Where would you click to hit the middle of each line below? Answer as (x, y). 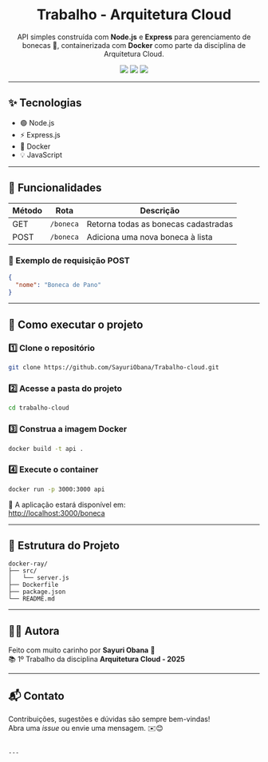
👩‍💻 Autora (34, 630)
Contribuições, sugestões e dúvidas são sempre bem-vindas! (109, 719)
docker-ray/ (28, 564)
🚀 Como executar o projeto (76, 324)
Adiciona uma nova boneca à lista (150, 237)
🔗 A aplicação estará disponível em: (67, 505)
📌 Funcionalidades (55, 188)
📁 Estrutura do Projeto (64, 545)
